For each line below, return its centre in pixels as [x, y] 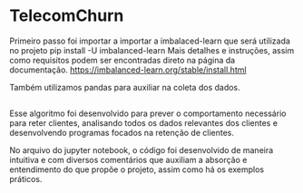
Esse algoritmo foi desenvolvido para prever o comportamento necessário [148, 113]
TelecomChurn [67, 16]
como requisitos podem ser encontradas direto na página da [122, 60]
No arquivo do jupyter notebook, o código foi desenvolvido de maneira [142, 150]
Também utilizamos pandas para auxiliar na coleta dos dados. [125, 87]
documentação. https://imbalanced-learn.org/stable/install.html [128, 70]
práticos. [26, 179]
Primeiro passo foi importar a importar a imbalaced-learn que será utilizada [150, 41]
